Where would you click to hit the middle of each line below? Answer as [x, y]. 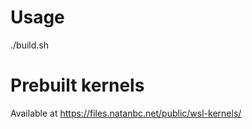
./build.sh [29, 45]
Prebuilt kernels [77, 85]
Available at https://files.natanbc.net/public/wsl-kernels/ [126, 113]
